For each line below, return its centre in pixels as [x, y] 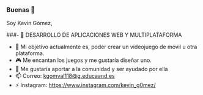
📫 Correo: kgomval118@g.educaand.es [65, 76]
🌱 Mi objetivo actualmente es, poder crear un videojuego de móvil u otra [106, 47]
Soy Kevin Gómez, [29, 23]
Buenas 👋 [21, 10]
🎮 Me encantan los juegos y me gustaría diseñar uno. [83, 60]
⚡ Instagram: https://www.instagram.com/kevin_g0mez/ [85, 85]
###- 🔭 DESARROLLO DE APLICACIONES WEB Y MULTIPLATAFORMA [94, 35]
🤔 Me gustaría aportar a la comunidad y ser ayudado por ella [91, 69]
